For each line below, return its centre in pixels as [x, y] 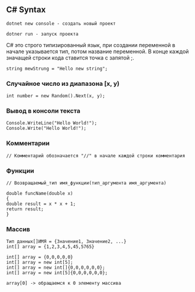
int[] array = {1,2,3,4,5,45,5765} [50, 247]
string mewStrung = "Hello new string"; [57, 69]
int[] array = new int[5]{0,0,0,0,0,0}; [57, 273]
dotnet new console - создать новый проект [61, 23]
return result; [25, 209]
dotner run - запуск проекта [42, 34]
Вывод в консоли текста [43, 111]
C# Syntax [26, 10]
